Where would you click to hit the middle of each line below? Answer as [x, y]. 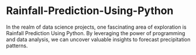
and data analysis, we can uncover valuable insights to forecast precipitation [98, 39]
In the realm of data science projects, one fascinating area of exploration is [96, 27]
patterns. [17, 46]
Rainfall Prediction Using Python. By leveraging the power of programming [96, 33]
